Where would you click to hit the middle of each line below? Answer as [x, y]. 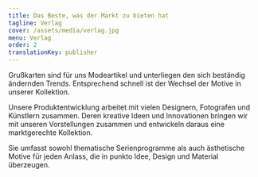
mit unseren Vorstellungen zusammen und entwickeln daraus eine [117, 124]
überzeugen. [29, 165]
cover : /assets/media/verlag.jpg [64, 30]
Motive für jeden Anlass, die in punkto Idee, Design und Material [113, 156]
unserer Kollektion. [39, 92]
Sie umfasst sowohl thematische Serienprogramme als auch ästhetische [127, 148]
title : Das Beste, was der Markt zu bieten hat [89, 15]
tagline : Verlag [35, 23]
